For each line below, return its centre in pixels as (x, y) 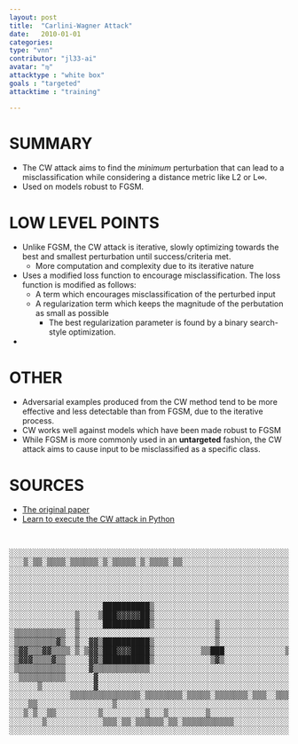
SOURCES (47, 485)
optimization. (92, 332)
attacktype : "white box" (57, 75)
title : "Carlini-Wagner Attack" (71, 26)
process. (38, 421)
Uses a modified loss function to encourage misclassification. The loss (151, 275)
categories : (31, 42)
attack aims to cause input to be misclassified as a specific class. (141, 449)
